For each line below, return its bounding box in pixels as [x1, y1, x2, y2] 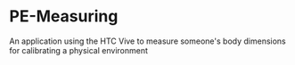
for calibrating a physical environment [9, 45, 149, 55]
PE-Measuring [9, 6, 119, 27]
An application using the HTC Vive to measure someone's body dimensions [9, 36, 287, 46]
